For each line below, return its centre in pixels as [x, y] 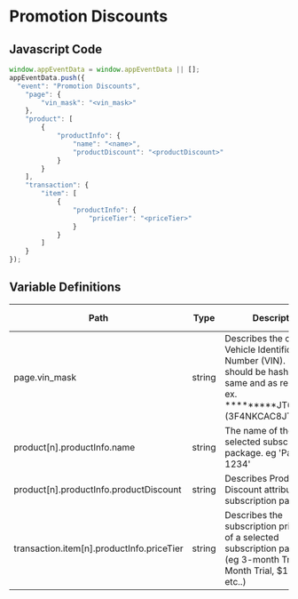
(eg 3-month [252, 559]
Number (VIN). [255, 360]
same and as [251, 382]
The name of [251, 430]
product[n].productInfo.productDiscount [98, 489]
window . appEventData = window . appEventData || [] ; [105, 69]
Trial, [264, 571]
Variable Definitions [65, 288]
